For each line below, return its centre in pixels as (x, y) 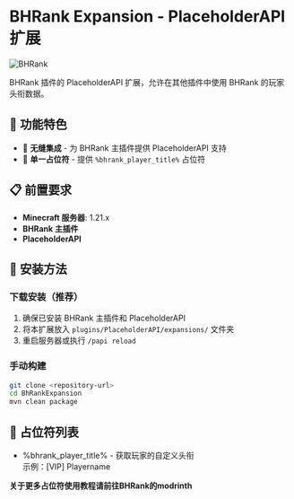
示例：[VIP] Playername (66, 466)
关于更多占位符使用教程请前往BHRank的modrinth (101, 486)
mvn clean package (43, 402)
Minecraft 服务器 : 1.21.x (66, 217)
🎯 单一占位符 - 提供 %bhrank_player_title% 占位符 (114, 159)
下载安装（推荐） (46, 296)
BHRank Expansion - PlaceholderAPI (147, 17)
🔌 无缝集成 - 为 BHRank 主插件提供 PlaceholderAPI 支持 (124, 148)
